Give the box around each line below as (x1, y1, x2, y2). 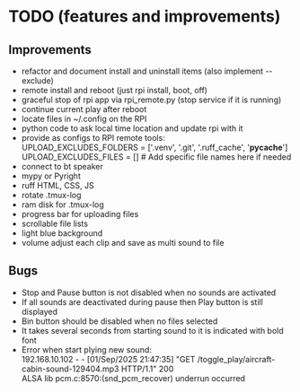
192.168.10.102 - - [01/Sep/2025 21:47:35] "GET (21, 353, 196, 364)
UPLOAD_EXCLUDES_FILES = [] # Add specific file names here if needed (21, 152, 292, 162)
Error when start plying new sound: (21, 344, 152, 355)
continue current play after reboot (21, 104, 147, 114)
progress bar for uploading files (21, 209, 139, 219)
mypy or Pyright (21, 170, 82, 181)
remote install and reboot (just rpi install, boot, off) (21, 85, 208, 95)
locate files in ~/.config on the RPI (21, 114, 147, 124)
